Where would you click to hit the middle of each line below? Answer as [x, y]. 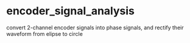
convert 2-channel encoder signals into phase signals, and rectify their [95, 27]
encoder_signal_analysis [71, 11]
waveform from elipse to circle [45, 33]
